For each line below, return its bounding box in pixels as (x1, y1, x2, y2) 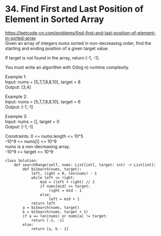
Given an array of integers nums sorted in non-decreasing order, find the (5, 40, 152, 46)
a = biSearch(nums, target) (22, 205, 80, 210)
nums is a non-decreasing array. (5, 143, 71, 149)
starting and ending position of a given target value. (5, 45, 109, 51)
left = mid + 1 (48, 197, 80, 201)
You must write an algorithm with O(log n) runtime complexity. (5, 64, 130, 70)
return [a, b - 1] (31, 226, 69, 231)
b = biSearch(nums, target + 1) (22, 209, 89, 214)
